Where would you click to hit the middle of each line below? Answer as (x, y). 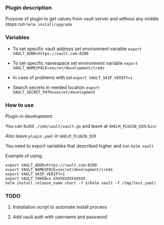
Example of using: (24, 155)
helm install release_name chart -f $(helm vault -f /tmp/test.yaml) (81, 183)
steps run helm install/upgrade (39, 24)
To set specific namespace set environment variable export (75, 63)
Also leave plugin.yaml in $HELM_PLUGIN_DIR (51, 136)
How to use (20, 105)
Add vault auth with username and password (60, 217)
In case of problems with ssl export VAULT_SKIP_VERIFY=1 (73, 77)
